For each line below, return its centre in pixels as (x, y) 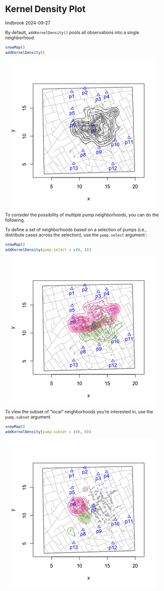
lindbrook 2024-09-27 (28, 23)
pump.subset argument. (28, 417)
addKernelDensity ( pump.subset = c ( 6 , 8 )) (48, 432)
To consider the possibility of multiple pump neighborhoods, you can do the (82, 215)
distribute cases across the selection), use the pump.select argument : (76, 235)
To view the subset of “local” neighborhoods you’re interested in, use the (79, 412)
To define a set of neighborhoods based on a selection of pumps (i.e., (76, 229)
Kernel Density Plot (45, 9)
